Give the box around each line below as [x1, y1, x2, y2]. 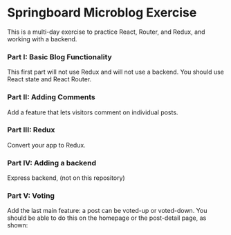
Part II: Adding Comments [7, 92, 95, 102]
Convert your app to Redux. [7, 141, 86, 149]
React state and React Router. [7, 75, 92, 83]
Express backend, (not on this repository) [7, 174, 126, 182]
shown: [7, 221, 28, 229]
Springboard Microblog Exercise [7, 5, 197, 21]
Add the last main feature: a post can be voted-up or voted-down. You [7, 207, 207, 215]
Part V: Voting [7, 191, 55, 201]
